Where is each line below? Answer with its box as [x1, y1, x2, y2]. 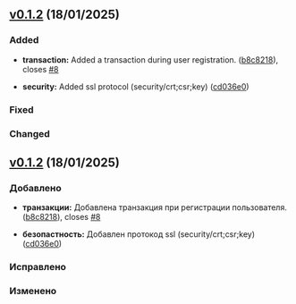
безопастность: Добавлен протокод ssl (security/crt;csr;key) [21, 229, 255, 240]
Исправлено [9, 261, 67, 274]
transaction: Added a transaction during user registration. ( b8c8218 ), [21, 54, 279, 65]
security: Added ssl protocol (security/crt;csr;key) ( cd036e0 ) [21, 80, 249, 92]
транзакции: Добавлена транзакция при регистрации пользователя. [21, 202, 288, 213]
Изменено [9, 285, 57, 298]
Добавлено [9, 182, 62, 194]
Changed [9, 127, 51, 139]
